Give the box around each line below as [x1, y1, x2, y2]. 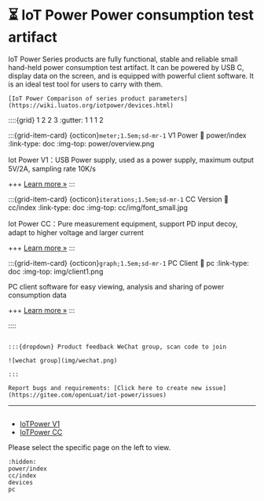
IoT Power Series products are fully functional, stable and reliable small [8, 54, 238, 64]
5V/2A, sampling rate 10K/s [8, 164, 97, 173]
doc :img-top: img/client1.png [8, 267, 104, 276]
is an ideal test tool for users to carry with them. [8, 79, 163, 89]
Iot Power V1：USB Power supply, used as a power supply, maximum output [8, 155, 254, 164]
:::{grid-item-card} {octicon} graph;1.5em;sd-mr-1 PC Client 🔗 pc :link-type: [8, 258, 250, 267]
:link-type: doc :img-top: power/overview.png [8, 138, 155, 148]
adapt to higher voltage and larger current [8, 227, 144, 237]
